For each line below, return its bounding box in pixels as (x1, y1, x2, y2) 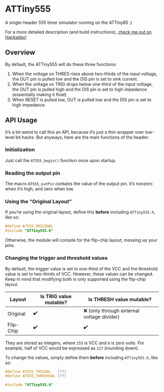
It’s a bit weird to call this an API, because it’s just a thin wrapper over (5, 129, 144, 135)
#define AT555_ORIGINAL (5, 224, 54, 229)
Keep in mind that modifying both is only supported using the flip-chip (5, 276, 146, 282)
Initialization (5, 146, 35, 153)
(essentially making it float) (12, 91, 67, 97)
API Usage (5, 116, 38, 124)
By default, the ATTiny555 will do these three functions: (5, 61, 117, 67)
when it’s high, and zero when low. (5, 186, 75, 192)
